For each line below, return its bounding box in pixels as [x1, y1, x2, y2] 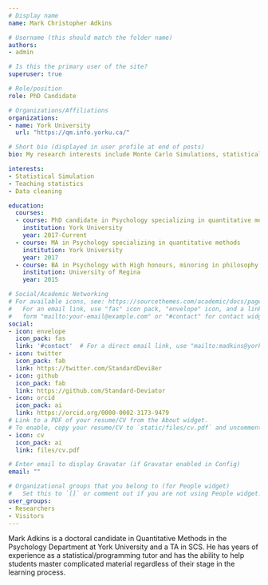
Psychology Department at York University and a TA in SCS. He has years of [8, 542, 259, 551]
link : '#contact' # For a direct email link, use [15, 342, 187, 350]
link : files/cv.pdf [15, 446, 81, 454]
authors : [8, 41, 37, 49]
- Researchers [8, 504, 56, 512]
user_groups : [8, 496, 52, 505]
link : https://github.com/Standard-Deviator [15, 386, 166, 395]
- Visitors [8, 512, 45, 520]
